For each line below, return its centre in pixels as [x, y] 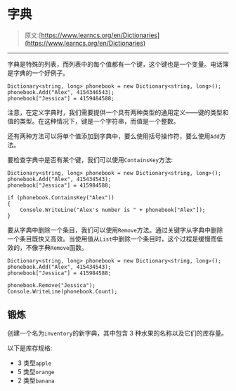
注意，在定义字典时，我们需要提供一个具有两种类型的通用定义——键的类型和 [118, 112]
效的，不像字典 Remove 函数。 [47, 247]
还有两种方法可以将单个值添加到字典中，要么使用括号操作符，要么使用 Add [113, 136]
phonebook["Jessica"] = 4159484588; [61, 98]
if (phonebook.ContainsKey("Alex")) [61, 197]
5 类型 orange [36, 371]
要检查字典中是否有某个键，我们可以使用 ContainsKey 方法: [90, 159]
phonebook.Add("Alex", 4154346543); [61, 92]
